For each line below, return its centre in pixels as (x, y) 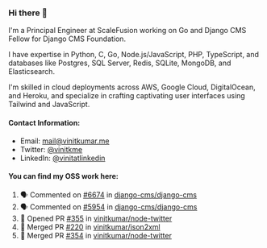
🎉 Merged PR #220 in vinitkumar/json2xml (90, 227)
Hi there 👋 (28, 13)
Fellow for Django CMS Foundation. (67, 39)
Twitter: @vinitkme (51, 149)
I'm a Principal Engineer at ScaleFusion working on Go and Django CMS (127, 31)
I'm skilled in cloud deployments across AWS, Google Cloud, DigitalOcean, (132, 87)
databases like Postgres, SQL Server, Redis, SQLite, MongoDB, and (120, 63)
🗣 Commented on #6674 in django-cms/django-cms (108, 194)
